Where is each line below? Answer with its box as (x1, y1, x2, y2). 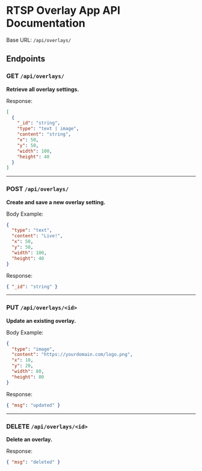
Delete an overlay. (6, 435, 53, 443)
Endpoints (6, 54, 46, 64)
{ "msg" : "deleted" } (6, 459, 61, 465)
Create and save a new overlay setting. (6, 198, 106, 205)
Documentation (6, 16, 86, 30)
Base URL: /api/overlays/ (6, 36, 72, 43)
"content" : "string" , (17, 131, 71, 137)
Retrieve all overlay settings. (6, 86, 79, 93)
